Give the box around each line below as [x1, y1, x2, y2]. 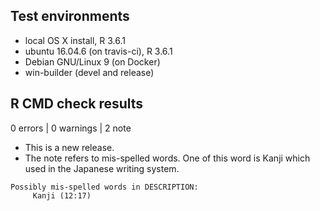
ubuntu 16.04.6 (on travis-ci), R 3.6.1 [24, 45, 173, 57]
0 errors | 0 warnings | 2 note [10, 122, 132, 134]
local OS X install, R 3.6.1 [24, 34, 127, 46]
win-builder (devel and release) [24, 66, 155, 78]
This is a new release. [24, 141, 115, 153]
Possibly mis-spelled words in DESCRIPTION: [10, 182, 199, 192]
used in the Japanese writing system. [24, 162, 180, 174]
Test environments [10, 8, 130, 25]
